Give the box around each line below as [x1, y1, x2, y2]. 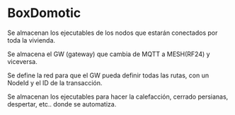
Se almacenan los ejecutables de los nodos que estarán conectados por [7, 28, 218, 37]
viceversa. [7, 57, 38, 65]
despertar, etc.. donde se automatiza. [7, 99, 117, 108]
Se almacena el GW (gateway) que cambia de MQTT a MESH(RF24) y [7, 50, 210, 58]
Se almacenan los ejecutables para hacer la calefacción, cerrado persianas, [7, 92, 229, 101]
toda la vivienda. [7, 35, 55, 44]
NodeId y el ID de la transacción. [7, 78, 103, 87]
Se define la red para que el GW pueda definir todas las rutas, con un [7, 71, 210, 80]
